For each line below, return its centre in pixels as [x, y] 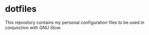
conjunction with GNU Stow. [33, 27]
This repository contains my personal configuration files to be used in [75, 22]
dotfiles [21, 9]
